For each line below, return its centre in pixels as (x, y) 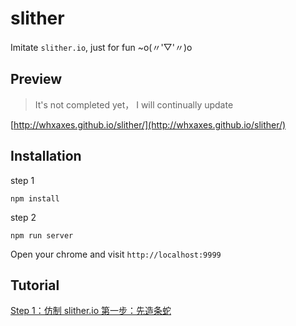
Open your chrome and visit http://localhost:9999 (116, 254)
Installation (46, 156)
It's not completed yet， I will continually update (134, 104)
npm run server (42, 235)
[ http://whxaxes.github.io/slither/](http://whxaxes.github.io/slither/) (148, 124)
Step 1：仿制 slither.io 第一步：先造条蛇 (91, 311)
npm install (35, 198)
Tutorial (35, 285)
